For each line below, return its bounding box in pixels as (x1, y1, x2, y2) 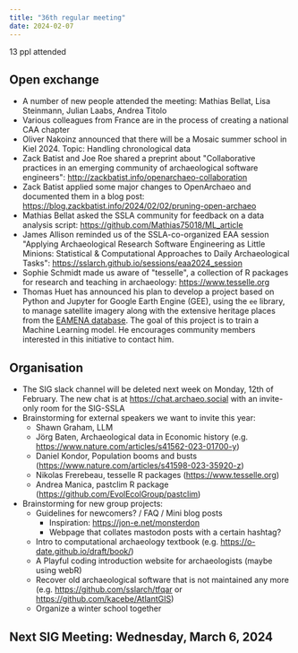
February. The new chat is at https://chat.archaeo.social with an (21, 394, 258, 405)
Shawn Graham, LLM (35, 422, 114, 433)
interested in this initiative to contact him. (21, 334, 175, 345)
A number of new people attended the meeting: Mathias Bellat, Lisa (21, 96, 271, 107)
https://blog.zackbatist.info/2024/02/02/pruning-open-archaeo (21, 201, 257, 212)
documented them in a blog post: (21, 191, 145, 202)
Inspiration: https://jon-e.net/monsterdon (48, 518, 200, 528)
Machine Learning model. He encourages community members (21, 325, 256, 335)
